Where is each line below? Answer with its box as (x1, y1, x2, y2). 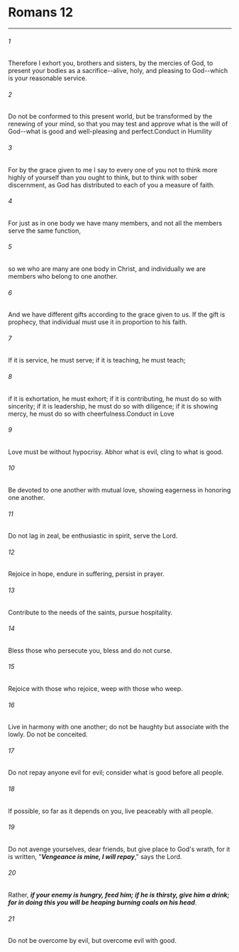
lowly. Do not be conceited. (8, 730, 88, 738)
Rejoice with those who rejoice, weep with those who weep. (8, 684, 183, 692)
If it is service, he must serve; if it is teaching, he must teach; (8, 356, 186, 365)
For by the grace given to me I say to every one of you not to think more (8, 165, 218, 174)
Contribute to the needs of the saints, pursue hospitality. (8, 608, 173, 616)
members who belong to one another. (8, 272, 118, 280)
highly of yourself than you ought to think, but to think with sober (8, 173, 198, 182)
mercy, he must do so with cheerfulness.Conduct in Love (8, 409, 174, 418)
